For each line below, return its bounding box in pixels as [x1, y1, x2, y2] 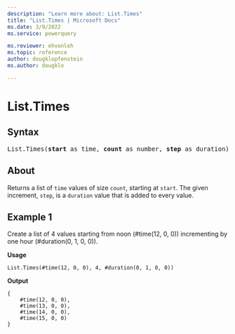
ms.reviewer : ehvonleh [7, 43, 74, 50]
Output [7, 276, 29, 285]
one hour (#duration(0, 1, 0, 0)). [7, 237, 98, 246]
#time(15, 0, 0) [20, 315, 68, 322]
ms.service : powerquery [7, 29, 77, 37]
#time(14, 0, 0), [20, 309, 71, 316]
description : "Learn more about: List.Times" [7, 10, 142, 18]
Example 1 [7, 211, 53, 223]
